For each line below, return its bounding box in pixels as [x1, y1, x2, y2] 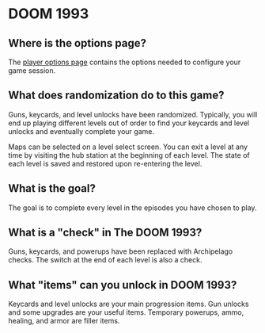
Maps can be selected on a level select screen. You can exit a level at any [8, 142, 248, 151]
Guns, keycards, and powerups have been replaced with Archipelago [8, 247, 233, 256]
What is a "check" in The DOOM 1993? [8, 226, 203, 239]
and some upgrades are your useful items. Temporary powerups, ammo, [8, 308, 244, 317]
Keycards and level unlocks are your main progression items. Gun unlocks [8, 299, 249, 309]
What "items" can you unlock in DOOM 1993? [8, 278, 237, 292]
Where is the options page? [8, 36, 146, 50]
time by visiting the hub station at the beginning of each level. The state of [8, 150, 251, 159]
